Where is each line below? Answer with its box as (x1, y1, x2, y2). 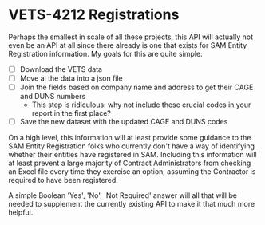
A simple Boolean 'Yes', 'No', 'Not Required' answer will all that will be (8, 191, 238, 200)
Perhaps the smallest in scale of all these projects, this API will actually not (8, 32, 254, 41)
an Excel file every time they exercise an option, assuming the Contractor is (8, 167, 256, 176)
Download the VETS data (19, 64, 102, 73)
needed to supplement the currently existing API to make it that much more (8, 199, 255, 209)
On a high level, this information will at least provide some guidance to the (8, 133, 251, 143)
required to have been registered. (8, 176, 118, 185)
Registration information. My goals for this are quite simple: (8, 49, 203, 58)
